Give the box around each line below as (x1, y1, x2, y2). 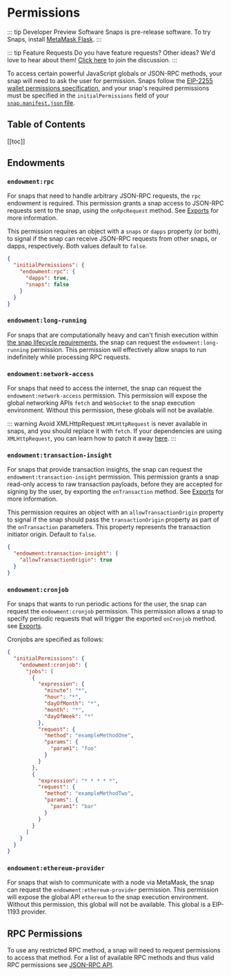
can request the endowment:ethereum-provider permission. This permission (7, 885, 219, 894)
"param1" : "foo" (50, 745, 97, 752)
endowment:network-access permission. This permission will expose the (7, 392, 208, 400)
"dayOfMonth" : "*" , (43, 700, 100, 707)
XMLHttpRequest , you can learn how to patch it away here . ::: (7, 434, 177, 443)
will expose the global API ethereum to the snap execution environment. (7, 893, 209, 901)
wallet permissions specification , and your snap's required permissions (7, 84, 210, 92)
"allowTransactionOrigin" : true (19, 557, 112, 564)
